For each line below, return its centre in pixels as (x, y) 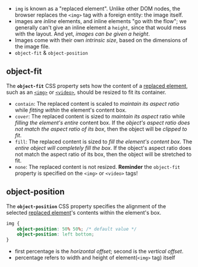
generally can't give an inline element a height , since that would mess (100, 27)
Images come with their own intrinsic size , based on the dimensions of (101, 40)
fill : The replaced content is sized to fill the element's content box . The (103, 142)
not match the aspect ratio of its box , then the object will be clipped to (101, 129)
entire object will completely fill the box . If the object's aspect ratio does (103, 147)
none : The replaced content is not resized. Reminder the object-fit (97, 167)
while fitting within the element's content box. (70, 110)
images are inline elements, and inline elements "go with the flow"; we (101, 21)
